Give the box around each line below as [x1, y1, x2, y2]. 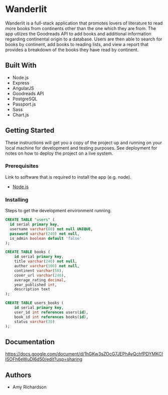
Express [12, 80, 30, 86]
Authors [5, 370, 32, 379]
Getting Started [5, 126, 55, 135]
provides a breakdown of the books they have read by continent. [5, 47, 139, 53]
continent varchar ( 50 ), [14, 268, 64, 273]
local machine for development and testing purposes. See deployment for [5, 145, 157, 151]
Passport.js [12, 101, 36, 107]
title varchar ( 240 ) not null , [14, 259, 78, 264]
